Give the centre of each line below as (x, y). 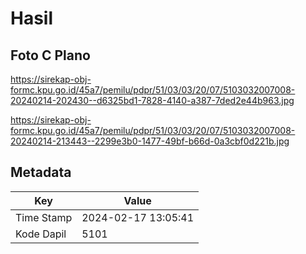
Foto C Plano (50, 55)
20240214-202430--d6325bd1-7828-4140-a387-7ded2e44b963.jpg (152, 100)
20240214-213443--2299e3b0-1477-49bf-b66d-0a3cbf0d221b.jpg (150, 141)
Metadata (41, 172)
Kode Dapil (41, 234)
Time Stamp (44, 217)
